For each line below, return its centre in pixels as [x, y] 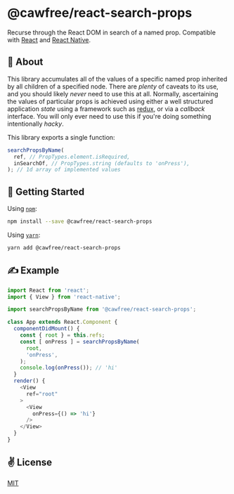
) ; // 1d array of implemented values [64, 170]
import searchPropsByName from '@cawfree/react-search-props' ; [102, 310]
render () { [30, 381]
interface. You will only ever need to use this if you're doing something [109, 116]
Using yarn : [24, 235]
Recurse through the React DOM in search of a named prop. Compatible [112, 32]
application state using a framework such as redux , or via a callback [106, 109]
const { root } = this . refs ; [63, 335]
